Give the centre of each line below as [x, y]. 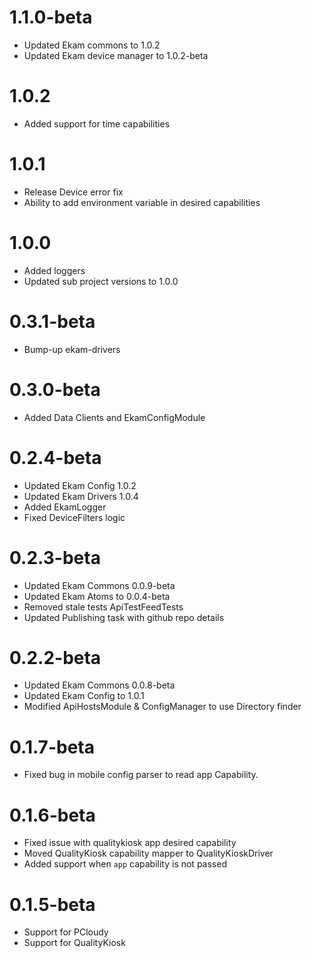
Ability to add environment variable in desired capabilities [142, 202]
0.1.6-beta [52, 815]
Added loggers [54, 270]
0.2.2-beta [55, 657]
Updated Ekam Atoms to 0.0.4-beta [97, 596]
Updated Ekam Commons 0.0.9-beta [99, 585]
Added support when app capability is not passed [125, 864]
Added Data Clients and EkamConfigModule [114, 417]
